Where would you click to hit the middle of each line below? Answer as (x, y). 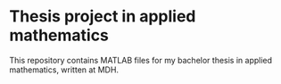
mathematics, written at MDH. (64, 70)
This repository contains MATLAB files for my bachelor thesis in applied (141, 60)
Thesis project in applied (103, 17)
